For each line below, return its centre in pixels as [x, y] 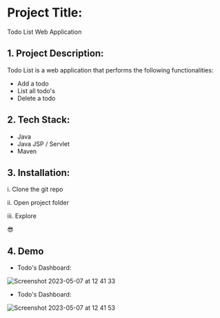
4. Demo [26, 251]
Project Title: [45, 13]
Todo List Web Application [44, 32]
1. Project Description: [56, 53]
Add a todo [33, 83]
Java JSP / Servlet [43, 143]
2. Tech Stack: [39, 120]
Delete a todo [36, 98]
